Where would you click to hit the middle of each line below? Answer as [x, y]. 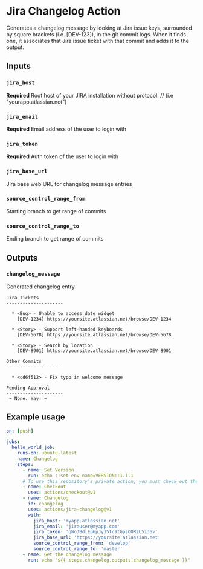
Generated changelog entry [41, 287]
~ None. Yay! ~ [28, 398]
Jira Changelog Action [63, 11]
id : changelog [46, 504]
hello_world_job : [34, 448]
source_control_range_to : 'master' [78, 549]
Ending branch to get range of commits [55, 239]
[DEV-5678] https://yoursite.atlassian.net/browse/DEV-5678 [94, 334]
